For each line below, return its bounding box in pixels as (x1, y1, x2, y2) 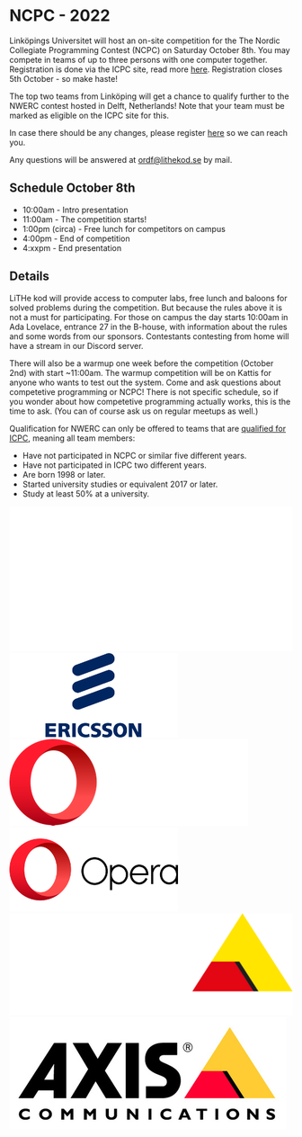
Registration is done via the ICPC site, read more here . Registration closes (9, 64, 283, 75)
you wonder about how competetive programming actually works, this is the (9, 396, 291, 407)
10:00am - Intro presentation (22, 204, 129, 215)
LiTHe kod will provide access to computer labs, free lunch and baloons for (9, 292, 288, 303)
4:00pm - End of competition (22, 233, 130, 244)
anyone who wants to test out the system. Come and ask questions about (9, 377, 281, 388)
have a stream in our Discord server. (9, 340, 144, 351)
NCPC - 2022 (9, 5, 111, 26)
